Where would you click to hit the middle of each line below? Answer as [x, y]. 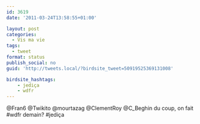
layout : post [23, 29]
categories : [21, 34]
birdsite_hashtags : [31, 79]
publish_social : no [31, 63]
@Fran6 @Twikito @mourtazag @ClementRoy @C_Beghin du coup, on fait [100, 108]
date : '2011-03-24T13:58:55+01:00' [52, 18]
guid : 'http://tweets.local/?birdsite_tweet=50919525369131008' [90, 68]
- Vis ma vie [28, 40]
